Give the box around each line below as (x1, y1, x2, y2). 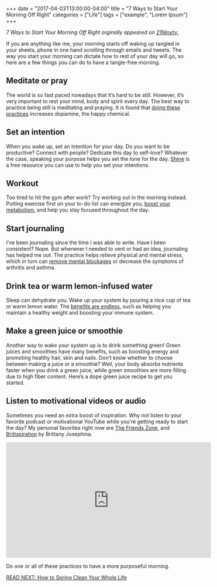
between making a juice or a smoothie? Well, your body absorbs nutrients (6, 360, 184, 367)
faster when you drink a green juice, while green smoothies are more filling (6, 366, 187, 373)
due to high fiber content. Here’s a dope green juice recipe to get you (6, 373, 173, 380)
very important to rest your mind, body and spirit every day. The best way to (6, 97, 190, 104)
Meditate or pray (6, 76, 68, 86)
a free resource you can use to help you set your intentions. (6, 161, 150, 168)
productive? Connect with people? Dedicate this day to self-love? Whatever (6, 149, 188, 156)
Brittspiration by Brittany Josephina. (6, 430, 92, 437)
